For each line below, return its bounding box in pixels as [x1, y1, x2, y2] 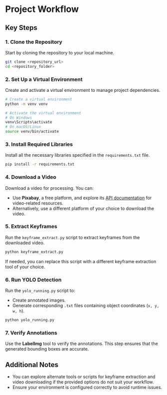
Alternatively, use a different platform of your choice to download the [12, 205, 155, 211]
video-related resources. [12, 200, 64, 206]
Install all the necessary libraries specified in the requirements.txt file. [5, 152, 150, 158]
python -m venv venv [5, 101, 48, 106]
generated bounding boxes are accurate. [5, 346, 89, 352]
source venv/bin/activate [5, 129, 59, 134]
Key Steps [5, 23, 37, 32]
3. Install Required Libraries [5, 141, 73, 148]
